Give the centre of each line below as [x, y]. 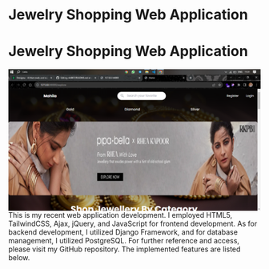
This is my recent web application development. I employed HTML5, [120, 215]
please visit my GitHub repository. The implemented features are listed [124, 249]
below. [19, 258]
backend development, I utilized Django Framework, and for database [123, 232]
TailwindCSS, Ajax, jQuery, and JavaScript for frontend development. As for [133, 224]
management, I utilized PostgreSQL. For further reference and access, [124, 241]
